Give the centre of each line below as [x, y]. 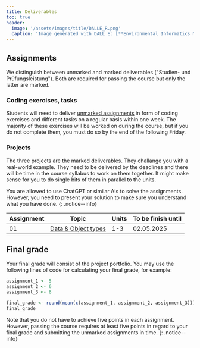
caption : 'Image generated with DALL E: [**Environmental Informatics [101, 34]
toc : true [18, 17]
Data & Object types [78, 228]
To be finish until [157, 218]
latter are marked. [28, 84]
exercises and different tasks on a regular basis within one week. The [91, 120]
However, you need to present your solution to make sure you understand [96, 197]
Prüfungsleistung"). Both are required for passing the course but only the [96, 79]
